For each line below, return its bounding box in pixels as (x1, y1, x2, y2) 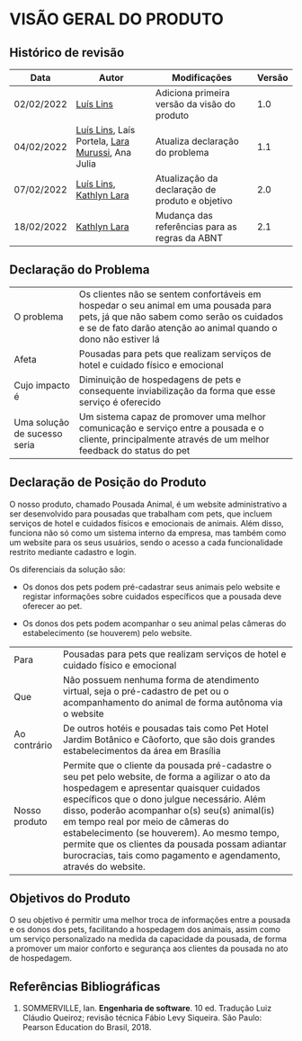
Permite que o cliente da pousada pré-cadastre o (62, 758, 272, 771)
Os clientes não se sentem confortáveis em (79, 288, 262, 301)
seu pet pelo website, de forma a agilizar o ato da (62, 770, 271, 783)
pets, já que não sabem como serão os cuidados (79, 310, 284, 323)
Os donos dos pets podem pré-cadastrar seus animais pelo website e (22, 581, 280, 592)
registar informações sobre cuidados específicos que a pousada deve (22, 590, 282, 602)
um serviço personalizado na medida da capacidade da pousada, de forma (9, 934, 288, 945)
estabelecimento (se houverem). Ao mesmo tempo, (62, 826, 280, 839)
